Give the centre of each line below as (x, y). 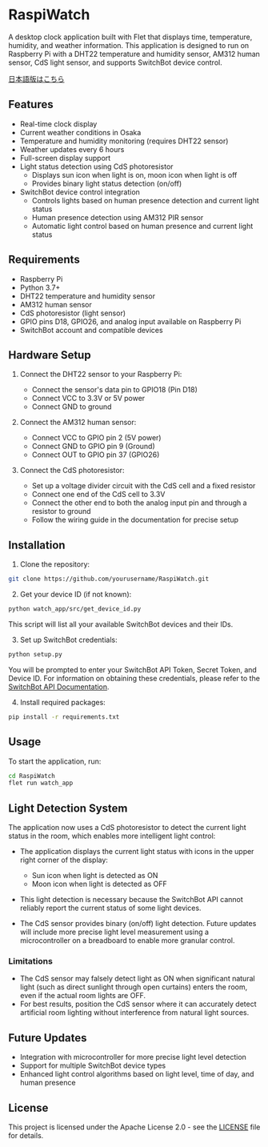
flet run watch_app (41, 783)
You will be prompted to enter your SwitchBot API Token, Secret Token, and (133, 669)
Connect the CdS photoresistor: (72, 471)
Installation (37, 545)
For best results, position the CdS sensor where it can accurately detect (138, 1004)
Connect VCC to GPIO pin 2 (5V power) (96, 438)
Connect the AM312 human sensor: (78, 423)
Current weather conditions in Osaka (80, 132)
